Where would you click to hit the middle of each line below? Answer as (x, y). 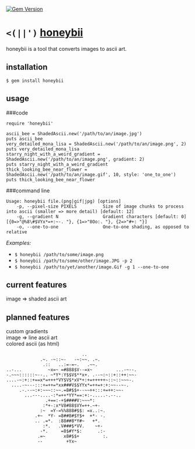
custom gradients (27, 331)
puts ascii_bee (25, 139)
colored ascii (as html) (33, 344)
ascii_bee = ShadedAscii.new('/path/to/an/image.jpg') (74, 134)
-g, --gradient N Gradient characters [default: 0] (102, 216)
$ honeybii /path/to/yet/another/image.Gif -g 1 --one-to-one (92, 267)
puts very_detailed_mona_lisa (43, 149)
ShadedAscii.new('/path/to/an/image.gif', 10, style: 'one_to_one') (91, 175)
